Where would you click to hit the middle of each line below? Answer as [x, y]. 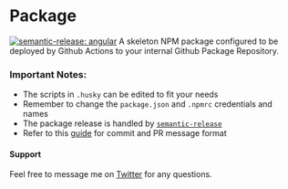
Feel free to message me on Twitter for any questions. [111, 174]
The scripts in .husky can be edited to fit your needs [120, 94]
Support [26, 154]
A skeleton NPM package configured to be [199, 41]
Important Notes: [48, 74]
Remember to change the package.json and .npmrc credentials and [148, 104]
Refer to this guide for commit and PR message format [125, 133]
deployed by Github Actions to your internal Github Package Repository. [144, 50]
